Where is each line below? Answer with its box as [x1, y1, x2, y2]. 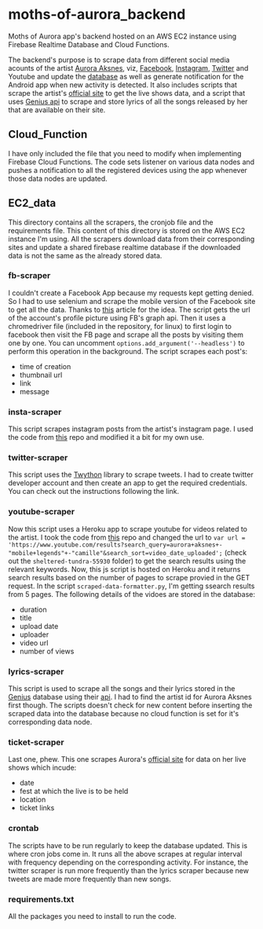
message [19, 386, 49, 396]
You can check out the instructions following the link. [8, 487, 180, 496]
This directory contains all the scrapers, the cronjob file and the [8, 218, 214, 227]
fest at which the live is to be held [19, 787, 129, 796]
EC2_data [8, 196, 57, 210]
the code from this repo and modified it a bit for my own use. [8, 433, 205, 442]
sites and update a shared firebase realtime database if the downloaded [8, 242, 241, 252]
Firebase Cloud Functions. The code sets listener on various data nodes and [8, 157, 255, 166]
